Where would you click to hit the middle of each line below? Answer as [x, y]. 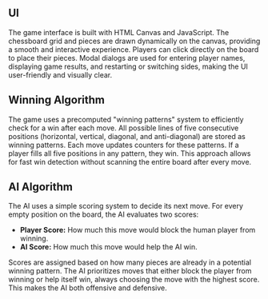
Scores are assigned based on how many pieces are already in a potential [130, 262]
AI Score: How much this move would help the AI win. [108, 247]
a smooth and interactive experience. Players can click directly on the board [134, 49]
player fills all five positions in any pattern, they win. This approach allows [130, 153]
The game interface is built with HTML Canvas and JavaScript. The [119, 32]
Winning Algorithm [57, 100]
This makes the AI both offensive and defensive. [88, 288]
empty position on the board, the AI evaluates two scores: [104, 214]
